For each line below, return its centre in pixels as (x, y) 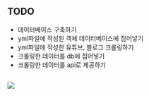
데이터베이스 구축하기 (47, 29)
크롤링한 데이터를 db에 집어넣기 (61, 56)
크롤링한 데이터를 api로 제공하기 (61, 65)
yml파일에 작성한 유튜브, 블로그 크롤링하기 (76, 47)
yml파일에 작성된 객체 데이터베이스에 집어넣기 (80, 38)
